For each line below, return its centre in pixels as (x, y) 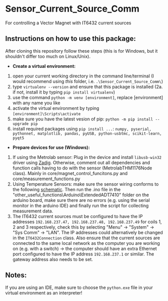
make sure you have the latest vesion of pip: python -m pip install (83, 119)
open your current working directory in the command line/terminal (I (83, 76)
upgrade (20, 124)
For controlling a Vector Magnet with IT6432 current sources (68, 23)
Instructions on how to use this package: (71, 39)
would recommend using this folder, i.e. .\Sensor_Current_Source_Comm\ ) (88, 81)
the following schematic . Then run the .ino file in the (67, 189)
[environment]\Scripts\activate (46, 114)
